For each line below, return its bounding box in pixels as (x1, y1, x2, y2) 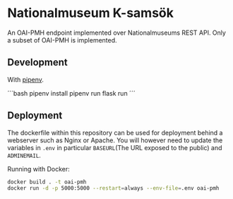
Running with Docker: (7, 164, 70, 173)
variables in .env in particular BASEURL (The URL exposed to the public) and (7, 143, 222, 152)
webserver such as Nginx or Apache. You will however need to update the (7, 136, 223, 144)
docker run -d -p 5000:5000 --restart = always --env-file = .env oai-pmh (7, 185, 220, 192)
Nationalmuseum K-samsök (7, 5, 174, 21)
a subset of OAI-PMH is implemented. (7, 35, 118, 44)
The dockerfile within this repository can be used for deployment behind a (7, 128, 223, 137)
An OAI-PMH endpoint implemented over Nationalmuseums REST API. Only (7, 28, 226, 37)
